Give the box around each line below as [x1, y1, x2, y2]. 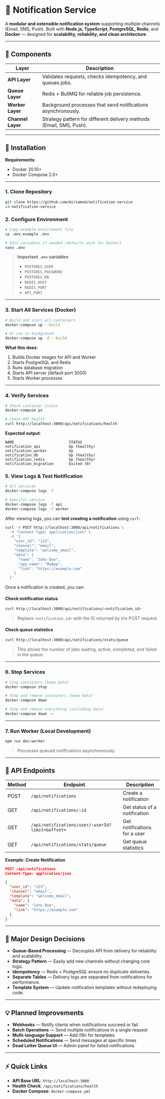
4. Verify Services [5, 392, 49, 399]
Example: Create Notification [5, 857, 65, 863]
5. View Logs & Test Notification [5, 472, 83, 479]
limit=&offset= [31, 827, 66, 833]
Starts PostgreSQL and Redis [12, 360, 71, 366]
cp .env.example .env [5, 232, 50, 236]
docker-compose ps [5, 408, 43, 413]
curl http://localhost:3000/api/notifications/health [5, 421, 118, 427]
